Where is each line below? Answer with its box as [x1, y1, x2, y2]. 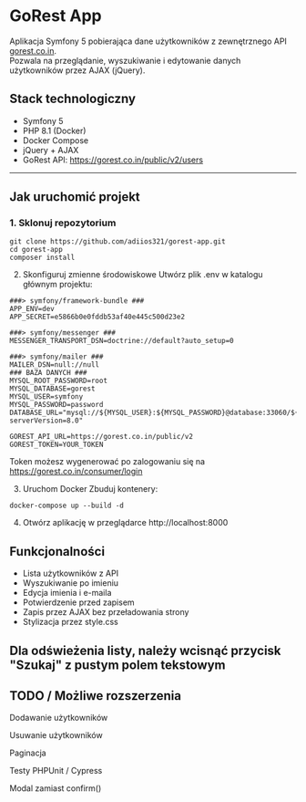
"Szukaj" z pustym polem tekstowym [9, 657, 226, 672]
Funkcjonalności [9, 544, 106, 559]
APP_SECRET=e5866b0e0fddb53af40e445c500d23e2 [9, 312, 185, 322]
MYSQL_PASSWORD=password [9, 401, 104, 410]
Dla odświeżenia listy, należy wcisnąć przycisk [9, 642, 281, 658]
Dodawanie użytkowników [9, 713, 108, 724]
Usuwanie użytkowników [9, 730, 103, 741]
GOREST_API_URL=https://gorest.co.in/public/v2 [9, 432, 194, 442]
